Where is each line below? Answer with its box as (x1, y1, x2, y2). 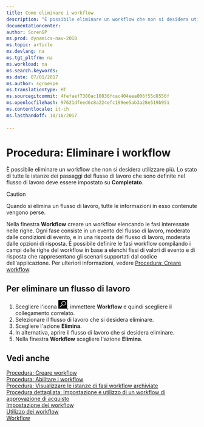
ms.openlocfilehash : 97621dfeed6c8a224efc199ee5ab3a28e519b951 (6, 100, 170, 106)
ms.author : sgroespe (6, 80, 59, 86)
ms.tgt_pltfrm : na (6, 55, 53, 61)
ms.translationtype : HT (6, 87, 67, 93)
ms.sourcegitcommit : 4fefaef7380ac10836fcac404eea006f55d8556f (6, 93, 170, 100)
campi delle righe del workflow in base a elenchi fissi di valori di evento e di (6, 246, 195, 254)
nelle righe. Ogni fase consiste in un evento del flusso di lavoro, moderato (6, 227, 191, 234)
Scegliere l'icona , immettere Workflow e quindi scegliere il (15, 303, 172, 310)
